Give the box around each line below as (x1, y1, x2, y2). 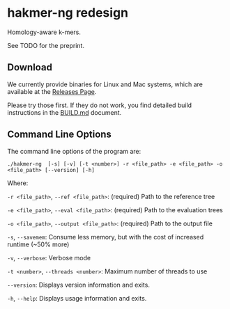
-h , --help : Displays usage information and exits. (7, 294, 147, 302)
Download (7, 61, 52, 74)
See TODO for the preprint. (7, 41, 85, 49)
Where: (7, 179, 29, 187)
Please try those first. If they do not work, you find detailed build (7, 101, 192, 109)
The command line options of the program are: (7, 147, 141, 155)
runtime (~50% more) (7, 240, 70, 248)
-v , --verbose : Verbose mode (7, 253, 91, 262)
